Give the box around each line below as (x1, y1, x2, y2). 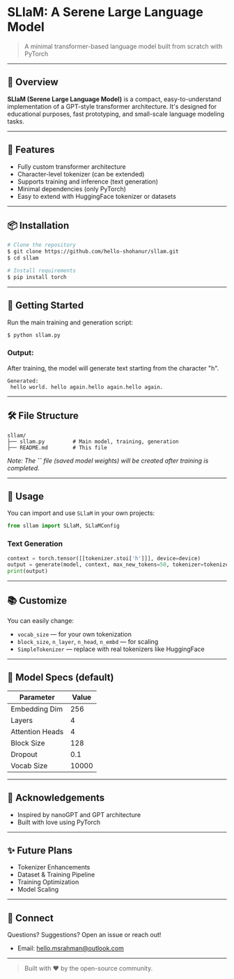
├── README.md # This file (7, 444, 108, 451)
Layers (10, 715, 33, 725)
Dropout (10, 749, 38, 759)
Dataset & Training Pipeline (17, 870, 95, 879)
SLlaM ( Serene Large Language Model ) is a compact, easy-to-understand (7, 95, 221, 103)
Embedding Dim (10, 704, 63, 714)
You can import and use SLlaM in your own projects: (7, 509, 155, 517)
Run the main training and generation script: (7, 318, 134, 327)
